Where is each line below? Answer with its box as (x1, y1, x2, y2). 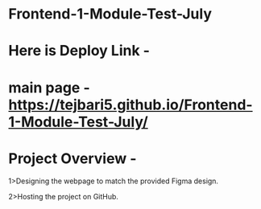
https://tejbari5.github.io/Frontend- (8, 96, 253, 113)
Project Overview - (8, 150, 137, 167)
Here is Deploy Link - (8, 42, 151, 60)
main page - (8, 78, 90, 96)
